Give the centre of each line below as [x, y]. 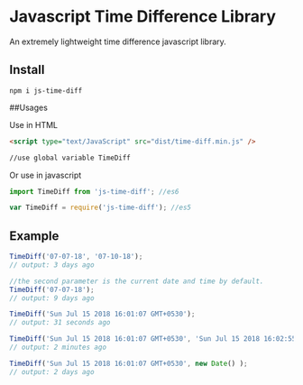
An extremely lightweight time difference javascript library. [118, 41]
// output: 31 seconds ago [60, 323]
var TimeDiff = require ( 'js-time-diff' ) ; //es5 [101, 208]
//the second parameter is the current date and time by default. [137, 281]
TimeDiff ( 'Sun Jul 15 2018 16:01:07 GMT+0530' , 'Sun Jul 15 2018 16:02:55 [153, 339]
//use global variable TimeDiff [70, 158]
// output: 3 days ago [52, 265]
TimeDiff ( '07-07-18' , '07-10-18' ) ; [76, 257]
